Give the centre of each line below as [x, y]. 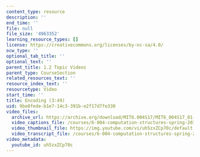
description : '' [26, 17]
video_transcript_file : [41, 134]
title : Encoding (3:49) [36, 100]
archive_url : [28, 117]
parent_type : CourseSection [41, 73]
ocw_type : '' [22, 51]
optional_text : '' [29, 61]
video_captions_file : [38, 123]
